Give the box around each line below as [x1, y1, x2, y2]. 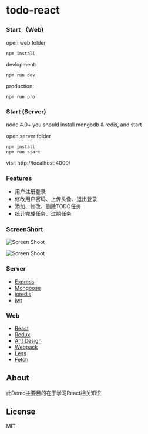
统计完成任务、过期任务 [14, 210, 72, 218]
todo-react [6, 4, 60, 17]
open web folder [6, 39, 46, 46]
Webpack [14, 343, 38, 350]
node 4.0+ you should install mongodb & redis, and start [6, 121, 142, 128]
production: [6, 83, 34, 90]
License [6, 407, 36, 417]
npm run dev [6, 72, 35, 78]
